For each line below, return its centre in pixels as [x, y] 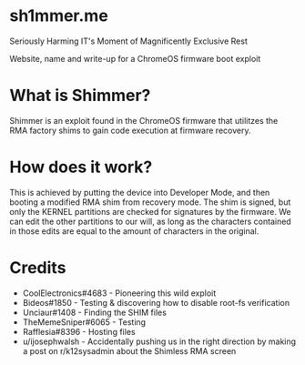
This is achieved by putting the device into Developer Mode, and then [140, 192]
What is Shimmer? [80, 96]
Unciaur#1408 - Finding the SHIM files [94, 312]
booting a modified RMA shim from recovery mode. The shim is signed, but [150, 202]
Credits [38, 268]
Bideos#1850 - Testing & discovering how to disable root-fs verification [156, 302]
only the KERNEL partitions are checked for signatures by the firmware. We [150, 211]
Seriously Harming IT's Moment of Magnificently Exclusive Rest [128, 41]
